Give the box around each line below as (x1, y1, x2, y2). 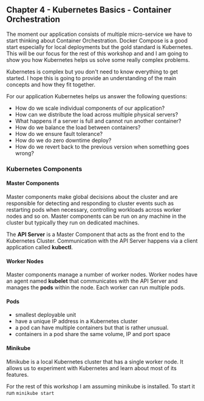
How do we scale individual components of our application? (15, 104, 165, 112)
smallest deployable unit (15, 311, 76, 318)
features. (6, 371, 29, 378)
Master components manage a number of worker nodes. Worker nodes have (6, 271, 198, 278)
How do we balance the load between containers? (15, 124, 141, 131)
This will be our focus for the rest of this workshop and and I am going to (6, 50, 188, 57)
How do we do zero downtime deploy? (15, 136, 112, 144)
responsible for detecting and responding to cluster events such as (6, 200, 174, 207)
